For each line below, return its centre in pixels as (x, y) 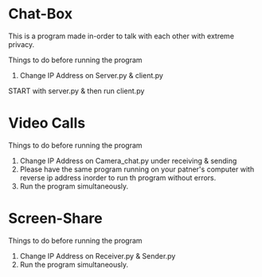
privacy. (22, 44)
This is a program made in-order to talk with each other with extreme (121, 36)
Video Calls (47, 123)
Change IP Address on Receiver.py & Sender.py (98, 255)
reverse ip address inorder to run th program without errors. (118, 177)
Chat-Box (41, 14)
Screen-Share (55, 218)
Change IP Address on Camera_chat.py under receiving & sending (128, 160)
